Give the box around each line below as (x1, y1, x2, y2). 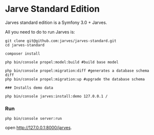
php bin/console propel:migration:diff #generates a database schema (5, 68, 150, 73)
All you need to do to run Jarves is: (5, 29, 76, 35)
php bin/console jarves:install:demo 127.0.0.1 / (5, 94, 108, 98)
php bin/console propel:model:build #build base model (5, 59, 119, 64)
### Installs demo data (5, 85, 54, 90)
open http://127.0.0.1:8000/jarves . (5, 125, 72, 131)
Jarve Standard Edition (5, 3, 100, 15)
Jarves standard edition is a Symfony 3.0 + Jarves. (5, 19, 107, 25)
